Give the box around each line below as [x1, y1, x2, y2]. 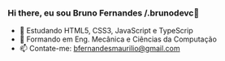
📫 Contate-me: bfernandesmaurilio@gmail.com [19, 44, 180, 54]
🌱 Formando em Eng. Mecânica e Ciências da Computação [19, 34, 217, 44]
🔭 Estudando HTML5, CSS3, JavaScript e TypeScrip [19, 26, 193, 36]
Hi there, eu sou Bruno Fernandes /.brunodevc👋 [7, 7, 200, 19]
